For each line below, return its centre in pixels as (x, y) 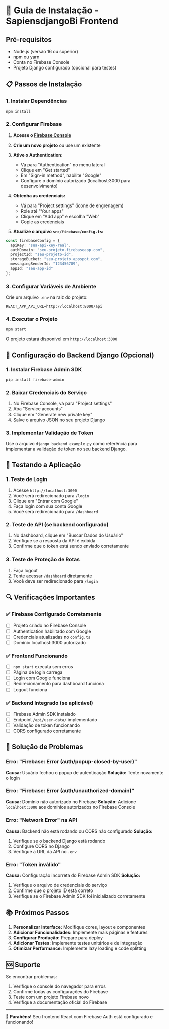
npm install (18, 111)
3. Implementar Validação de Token (50, 433)
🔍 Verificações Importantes (50, 598)
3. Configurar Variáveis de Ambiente (51, 286)
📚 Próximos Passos (37, 912)
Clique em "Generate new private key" (53, 415)
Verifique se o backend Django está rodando (59, 841)
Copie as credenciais (42, 222)
